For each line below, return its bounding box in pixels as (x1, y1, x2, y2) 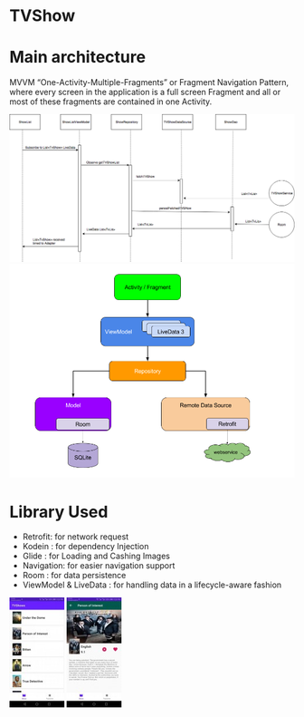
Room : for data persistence (22, 570, 127, 581)
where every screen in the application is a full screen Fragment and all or (9, 87, 281, 98)
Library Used (9, 501, 109, 522)
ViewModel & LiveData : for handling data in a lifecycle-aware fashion (22, 579, 282, 590)
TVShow (9, 5, 75, 26)
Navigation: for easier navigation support (22, 560, 176, 571)
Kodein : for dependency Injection (22, 541, 149, 552)
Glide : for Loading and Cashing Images (22, 550, 170, 562)
